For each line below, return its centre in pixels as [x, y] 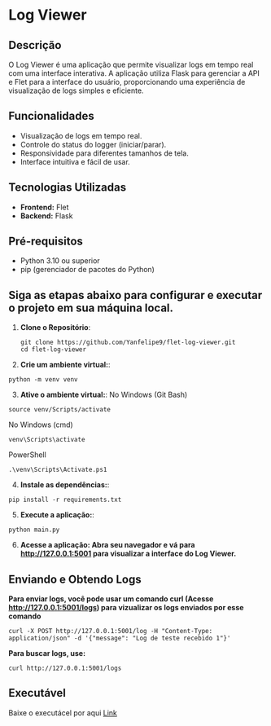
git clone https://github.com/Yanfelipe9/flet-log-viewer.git [128, 343]
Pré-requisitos [46, 242]
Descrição [35, 45]
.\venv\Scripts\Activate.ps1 [58, 470]
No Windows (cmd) [41, 425]
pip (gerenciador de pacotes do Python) [87, 270]
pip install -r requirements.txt [65, 500]
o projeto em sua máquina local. [91, 308]
